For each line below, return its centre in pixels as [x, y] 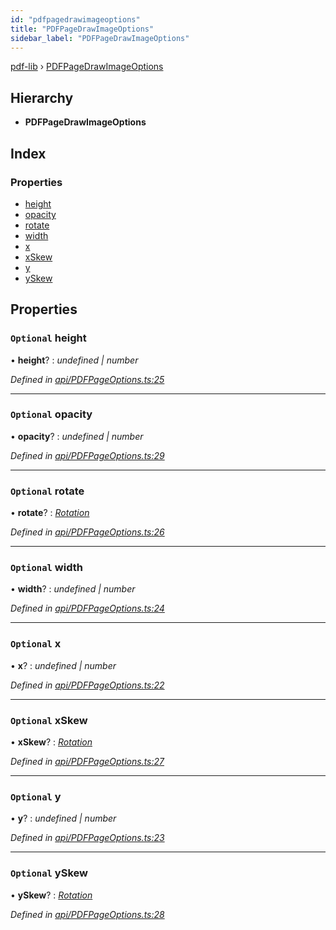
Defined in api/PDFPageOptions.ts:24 [87, 608]
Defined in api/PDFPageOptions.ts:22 [87, 685]
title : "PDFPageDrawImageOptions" [82, 29]
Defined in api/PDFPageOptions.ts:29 [87, 455]
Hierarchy [42, 97]
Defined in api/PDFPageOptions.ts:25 [87, 379]
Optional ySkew [49, 873]
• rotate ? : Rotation [50, 513]
